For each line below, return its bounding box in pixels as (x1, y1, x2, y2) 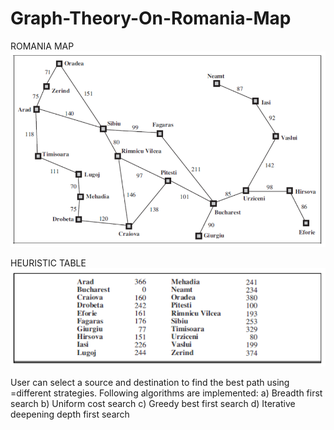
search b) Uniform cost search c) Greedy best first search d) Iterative (10, 397, 296, 409)
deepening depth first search (10, 408, 130, 420)
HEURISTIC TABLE (10, 257, 87, 269)
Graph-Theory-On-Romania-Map (10, 7, 292, 30)
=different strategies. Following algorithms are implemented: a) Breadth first (10, 387, 323, 399)
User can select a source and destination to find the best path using (10, 376, 290, 388)
